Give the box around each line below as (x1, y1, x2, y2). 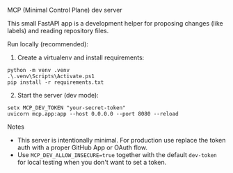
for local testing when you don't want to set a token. (17, 158, 167, 166)
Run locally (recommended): (7, 40, 89, 48)
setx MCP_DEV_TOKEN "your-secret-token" (7, 104, 127, 111)
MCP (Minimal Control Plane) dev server (7, 6, 123, 14)
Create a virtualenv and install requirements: (17, 53, 145, 62)
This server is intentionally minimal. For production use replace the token (17, 136, 226, 144)
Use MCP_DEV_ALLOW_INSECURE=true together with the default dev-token (17, 151, 217, 158)
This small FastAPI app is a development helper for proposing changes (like (7, 19, 224, 27)
